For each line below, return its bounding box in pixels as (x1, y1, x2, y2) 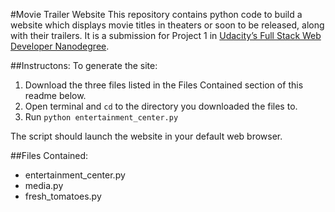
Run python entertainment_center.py (24, 111, 179, 123)
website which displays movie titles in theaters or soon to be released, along (10, 19, 325, 31)
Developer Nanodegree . (10, 40, 110, 52)
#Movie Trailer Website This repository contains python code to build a (10, 9, 303, 20)
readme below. (24, 90, 87, 101)
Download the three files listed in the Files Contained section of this (24, 79, 304, 91)
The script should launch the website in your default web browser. (10, 130, 283, 142)
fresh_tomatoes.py (24, 190, 102, 202)
